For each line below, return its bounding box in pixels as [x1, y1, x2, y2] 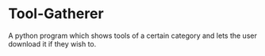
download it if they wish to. [8, 39, 97, 48]
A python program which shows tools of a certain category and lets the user [8, 31, 258, 40]
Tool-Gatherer [8, 5, 105, 23]
